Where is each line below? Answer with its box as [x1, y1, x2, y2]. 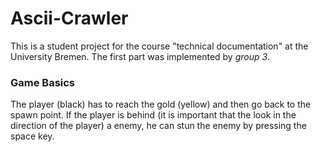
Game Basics [10, 75, 76, 89]
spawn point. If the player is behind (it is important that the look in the [10, 109, 297, 121]
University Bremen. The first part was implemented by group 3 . [10, 50, 271, 62]
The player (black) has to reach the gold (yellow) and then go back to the [10, 98, 312, 111]
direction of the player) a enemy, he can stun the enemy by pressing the [10, 120, 307, 132]
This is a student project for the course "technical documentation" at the [10, 40, 309, 52]
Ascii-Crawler [10, 7, 129, 30]
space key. [10, 130, 55, 142]
